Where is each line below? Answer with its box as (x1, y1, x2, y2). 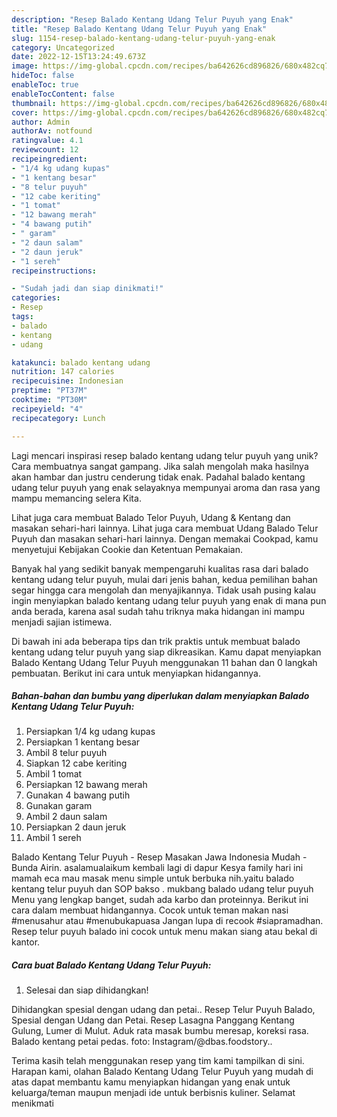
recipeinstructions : (11, 266, 98, 276)
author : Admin (11, 117, 71, 127)
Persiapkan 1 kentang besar (25, 736, 141, 748)
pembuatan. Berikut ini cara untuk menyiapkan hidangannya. (11, 667, 261, 679)
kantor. (11, 936, 41, 948)
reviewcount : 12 (11, 145, 79, 155)
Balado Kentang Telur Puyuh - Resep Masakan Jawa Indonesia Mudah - (11, 851, 308, 863)
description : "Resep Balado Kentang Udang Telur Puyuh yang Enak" (11, 14, 294, 25)
